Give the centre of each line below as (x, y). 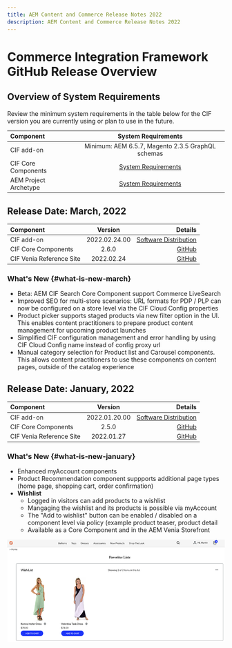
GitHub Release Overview (82, 71)
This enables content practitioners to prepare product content (105, 323)
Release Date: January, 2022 (71, 389)
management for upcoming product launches (81, 331)
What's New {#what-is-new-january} (71, 456)
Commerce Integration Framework (108, 57)
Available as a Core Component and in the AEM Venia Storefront (119, 530)
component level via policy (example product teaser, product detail (123, 522)
